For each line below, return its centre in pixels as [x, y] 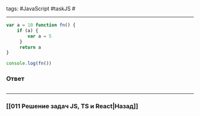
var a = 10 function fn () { [41, 25]
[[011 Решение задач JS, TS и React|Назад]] [72, 106]
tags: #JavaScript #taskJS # [41, 9]
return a [30, 47]
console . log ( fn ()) [29, 64]
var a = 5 [40, 36]
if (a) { [28, 30]
